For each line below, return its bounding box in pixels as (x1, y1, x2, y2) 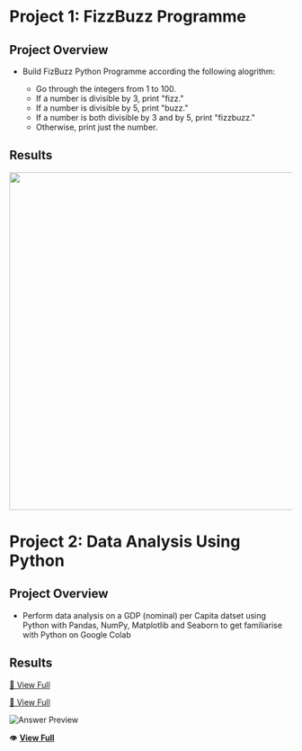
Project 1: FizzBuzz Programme (9, 6, 247, 27)
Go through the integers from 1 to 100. (35, 84, 177, 94)
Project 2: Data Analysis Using (9, 531, 241, 551)
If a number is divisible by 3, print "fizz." (35, 93, 184, 104)
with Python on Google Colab (22, 629, 132, 640)
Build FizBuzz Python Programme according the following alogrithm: (22, 66, 276, 77)
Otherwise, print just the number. (35, 122, 158, 132)
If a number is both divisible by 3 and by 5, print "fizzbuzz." (35, 113, 256, 122)
